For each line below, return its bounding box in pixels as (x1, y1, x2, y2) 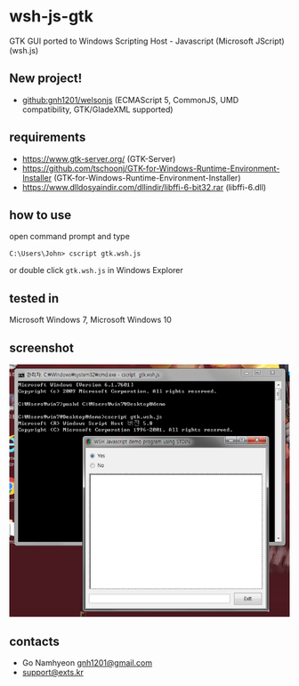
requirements (9, 130, 86, 145)
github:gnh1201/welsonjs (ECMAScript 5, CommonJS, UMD (21, 94, 239, 105)
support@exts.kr (21, 667, 85, 678)
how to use (9, 207, 72, 222)
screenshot (9, 340, 74, 355)
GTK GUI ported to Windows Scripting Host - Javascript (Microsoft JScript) (9, 36, 285, 46)
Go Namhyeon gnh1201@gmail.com (21, 658, 153, 668)
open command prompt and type (9, 231, 131, 242)
